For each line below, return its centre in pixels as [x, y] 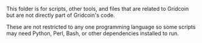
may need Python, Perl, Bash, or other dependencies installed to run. [93, 33]
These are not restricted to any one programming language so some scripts [101, 27]
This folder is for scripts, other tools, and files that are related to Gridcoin [98, 9]
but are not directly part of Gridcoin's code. [61, 15]
